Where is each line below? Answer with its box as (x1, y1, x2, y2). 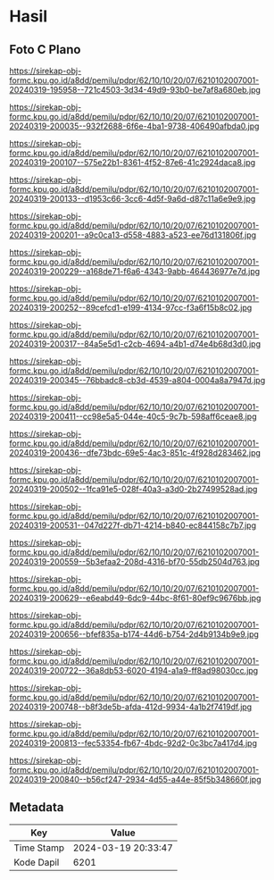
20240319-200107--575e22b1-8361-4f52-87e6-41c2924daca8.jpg (9, 157, 256, 167)
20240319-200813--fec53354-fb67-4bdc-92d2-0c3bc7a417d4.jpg (9, 738, 257, 748)
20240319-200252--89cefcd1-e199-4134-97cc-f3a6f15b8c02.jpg (9, 302, 253, 313)
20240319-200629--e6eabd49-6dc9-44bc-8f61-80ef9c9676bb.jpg (9, 592, 262, 603)
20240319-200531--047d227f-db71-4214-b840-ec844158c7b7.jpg (9, 520, 257, 531)
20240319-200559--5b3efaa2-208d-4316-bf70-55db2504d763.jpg (9, 557, 261, 566)
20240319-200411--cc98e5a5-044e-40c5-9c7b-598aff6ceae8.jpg (9, 411, 257, 422)
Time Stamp (13, 842, 65, 854)
